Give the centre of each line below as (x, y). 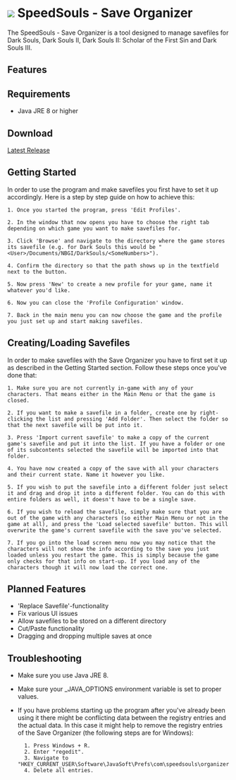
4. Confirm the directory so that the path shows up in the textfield (113, 266)
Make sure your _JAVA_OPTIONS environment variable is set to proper (119, 689)
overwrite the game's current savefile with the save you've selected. (114, 530)
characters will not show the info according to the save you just (108, 549)
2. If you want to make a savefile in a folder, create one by (102, 413)
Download (30, 133)
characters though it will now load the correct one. (88, 567)
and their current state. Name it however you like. (86, 475)
